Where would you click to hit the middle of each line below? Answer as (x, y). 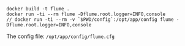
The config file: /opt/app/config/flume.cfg (61, 36)
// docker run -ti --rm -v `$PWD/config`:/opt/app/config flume (90, 20)
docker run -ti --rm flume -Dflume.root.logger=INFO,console (86, 14)
